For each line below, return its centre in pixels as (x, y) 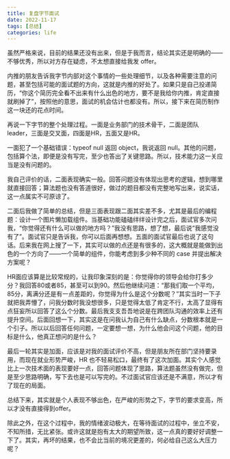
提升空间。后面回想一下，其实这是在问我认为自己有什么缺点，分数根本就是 (112, 319)
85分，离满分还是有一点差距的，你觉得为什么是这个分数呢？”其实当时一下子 (114, 294)
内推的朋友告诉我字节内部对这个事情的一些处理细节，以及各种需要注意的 (109, 76)
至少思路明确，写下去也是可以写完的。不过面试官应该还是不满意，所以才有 (118, 377)
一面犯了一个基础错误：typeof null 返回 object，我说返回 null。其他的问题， (114, 148)
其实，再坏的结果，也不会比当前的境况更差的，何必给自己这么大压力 (121, 440)
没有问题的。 (37, 165)
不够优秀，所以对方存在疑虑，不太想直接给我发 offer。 (84, 62)
